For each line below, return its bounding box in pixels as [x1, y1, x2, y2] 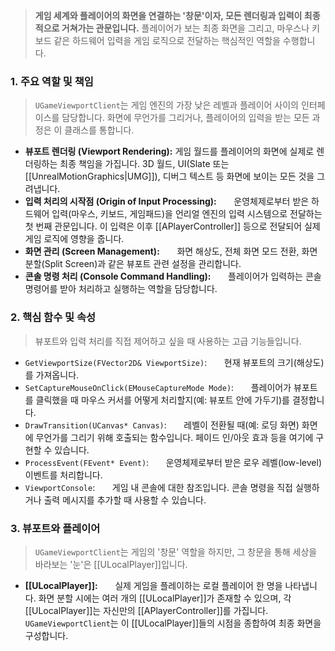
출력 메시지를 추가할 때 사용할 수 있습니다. [43, 494, 207, 506]
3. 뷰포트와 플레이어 [10, 521, 101, 535]
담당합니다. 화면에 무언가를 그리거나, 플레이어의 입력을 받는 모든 [61, 112, 310, 124]
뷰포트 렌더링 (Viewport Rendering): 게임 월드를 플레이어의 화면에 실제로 [24, 145, 315, 158]
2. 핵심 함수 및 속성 [10, 310, 97, 324]
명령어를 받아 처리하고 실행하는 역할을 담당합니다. [24, 283, 218, 295]
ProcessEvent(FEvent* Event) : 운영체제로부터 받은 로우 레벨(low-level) [24, 456, 323, 468]
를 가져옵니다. [24, 369, 80, 381]
